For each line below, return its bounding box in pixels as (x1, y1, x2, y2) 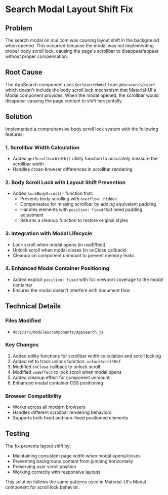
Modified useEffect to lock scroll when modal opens (12, 369, 122, 375)
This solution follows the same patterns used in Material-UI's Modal (5, 478, 146, 485)
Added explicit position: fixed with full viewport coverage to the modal (12, 276, 163, 282)
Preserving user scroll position (12, 463, 76, 470)
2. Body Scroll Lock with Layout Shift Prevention (5, 179, 125, 186)
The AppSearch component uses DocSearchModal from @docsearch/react (5, 81, 156, 87)
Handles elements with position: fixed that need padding (20, 206, 143, 213)
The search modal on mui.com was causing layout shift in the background (5, 37, 159, 43)
